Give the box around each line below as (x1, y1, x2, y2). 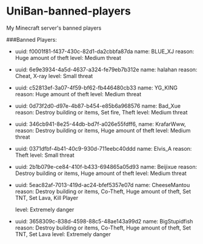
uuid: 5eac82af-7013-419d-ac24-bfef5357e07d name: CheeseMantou (15, 181, 190, 188)
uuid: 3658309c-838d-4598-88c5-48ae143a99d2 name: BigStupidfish (15, 217, 193, 225)
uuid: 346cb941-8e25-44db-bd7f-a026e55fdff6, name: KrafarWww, (15, 120, 186, 128)
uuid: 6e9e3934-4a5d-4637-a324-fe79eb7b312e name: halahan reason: (15, 65, 198, 73)
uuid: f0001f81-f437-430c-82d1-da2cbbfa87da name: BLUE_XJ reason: (15, 47, 195, 55)
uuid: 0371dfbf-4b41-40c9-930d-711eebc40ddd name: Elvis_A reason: (15, 145, 192, 152)
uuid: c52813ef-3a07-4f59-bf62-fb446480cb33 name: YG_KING (15, 84, 178, 91)
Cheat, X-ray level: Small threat (15, 72, 93, 79)
